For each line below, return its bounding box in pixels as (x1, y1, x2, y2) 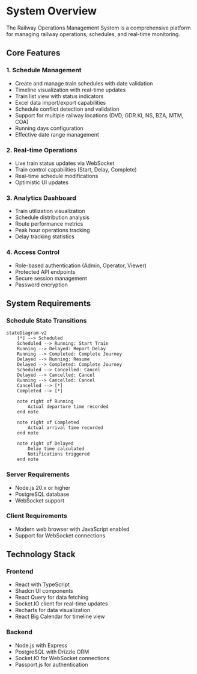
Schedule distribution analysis (14, 214, 90, 221)
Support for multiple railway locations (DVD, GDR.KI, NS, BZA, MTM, (14, 111, 184, 119)
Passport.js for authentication (14, 661, 88, 668)
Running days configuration (14, 125, 84, 132)
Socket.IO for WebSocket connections (14, 654, 110, 661)
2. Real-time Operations (6, 146, 77, 154)
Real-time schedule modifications (14, 172, 98, 179)
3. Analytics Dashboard (6, 194, 76, 202)
